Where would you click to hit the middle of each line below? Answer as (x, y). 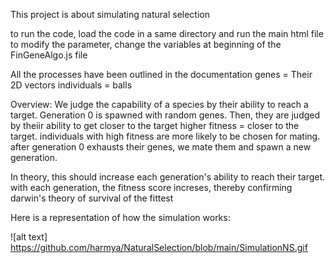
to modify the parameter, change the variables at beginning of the (146, 44)
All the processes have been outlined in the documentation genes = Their (161, 74)
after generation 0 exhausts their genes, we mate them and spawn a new (161, 147)
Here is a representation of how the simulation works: (120, 217)
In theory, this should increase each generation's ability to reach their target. (168, 177)
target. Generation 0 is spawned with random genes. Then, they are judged (165, 115)
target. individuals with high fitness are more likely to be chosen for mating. (165, 136)
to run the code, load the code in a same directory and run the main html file (167, 33)
